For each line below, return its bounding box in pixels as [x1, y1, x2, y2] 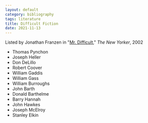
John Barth [12, 86, 36, 92]
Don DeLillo [12, 60, 36, 65]
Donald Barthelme [12, 91, 49, 97]
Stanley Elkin [12, 112, 38, 118]
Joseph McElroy [12, 107, 45, 113]
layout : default [5, 7, 38, 12]
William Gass [12, 75, 39, 81]
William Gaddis [12, 70, 43, 76]
